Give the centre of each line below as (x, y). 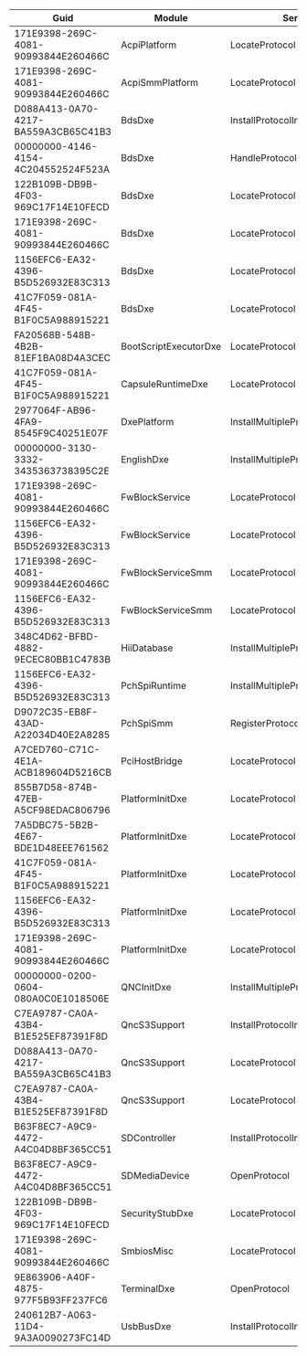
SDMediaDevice (155, 1176)
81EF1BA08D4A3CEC (63, 358)
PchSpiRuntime (153, 686)
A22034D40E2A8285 (62, 735)
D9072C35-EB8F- (56, 712)
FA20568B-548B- (55, 335)
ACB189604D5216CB (63, 773)
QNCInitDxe (146, 987)
